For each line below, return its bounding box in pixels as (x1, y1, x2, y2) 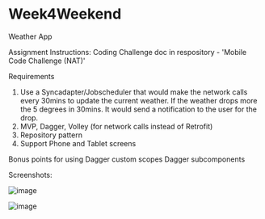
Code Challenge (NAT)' (8, 56, 86, 65)
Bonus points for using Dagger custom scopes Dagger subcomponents (8, 154, 246, 164)
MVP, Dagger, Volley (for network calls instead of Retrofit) (19, 121, 213, 131)
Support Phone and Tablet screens (19, 138, 137, 148)
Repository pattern (19, 130, 83, 140)
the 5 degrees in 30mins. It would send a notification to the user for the (19, 104, 257, 114)
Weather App (8, 32, 53, 41)
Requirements (8, 71, 55, 81)
